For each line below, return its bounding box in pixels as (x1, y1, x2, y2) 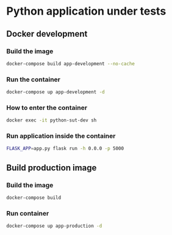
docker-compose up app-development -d (6, 89, 105, 95)
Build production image (6, 162, 97, 173)
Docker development (6, 29, 88, 39)
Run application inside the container (6, 132, 116, 140)
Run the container (6, 75, 61, 84)
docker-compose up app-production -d (6, 223, 102, 230)
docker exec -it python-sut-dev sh (6, 117, 97, 123)
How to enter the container (6, 103, 87, 112)
